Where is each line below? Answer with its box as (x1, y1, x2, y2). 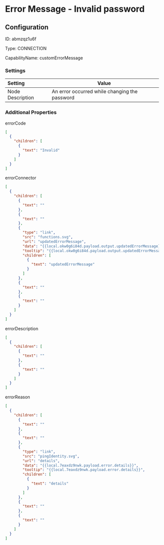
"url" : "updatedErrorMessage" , (22, 239, 86, 244)
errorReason (5, 394, 30, 400)
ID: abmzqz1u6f (5, 36, 37, 42)
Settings (5, 67, 26, 74)
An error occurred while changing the (51, 88, 138, 95)
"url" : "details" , (22, 458, 60, 463)
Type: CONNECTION (5, 46, 47, 51)
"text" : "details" (31, 481, 69, 486)
